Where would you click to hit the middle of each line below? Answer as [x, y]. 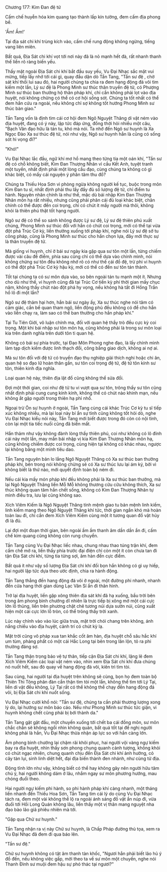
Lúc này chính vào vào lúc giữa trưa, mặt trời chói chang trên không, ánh [79, 621]
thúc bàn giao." [21, 108]
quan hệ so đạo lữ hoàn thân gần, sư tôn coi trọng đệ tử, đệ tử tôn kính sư [81, 363]
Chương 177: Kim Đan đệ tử [33, 7]
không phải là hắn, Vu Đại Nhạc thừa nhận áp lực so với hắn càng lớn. [76, 733]
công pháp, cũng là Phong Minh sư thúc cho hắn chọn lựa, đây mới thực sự [82, 236]
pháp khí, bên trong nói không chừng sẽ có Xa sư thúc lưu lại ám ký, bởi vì [81, 464]
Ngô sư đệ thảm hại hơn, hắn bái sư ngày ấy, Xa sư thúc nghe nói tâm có [79, 302]
